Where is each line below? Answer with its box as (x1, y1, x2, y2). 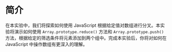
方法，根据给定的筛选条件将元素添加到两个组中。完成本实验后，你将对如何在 (5, 35, 167, 41)
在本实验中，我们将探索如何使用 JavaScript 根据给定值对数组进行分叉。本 (5, 22, 161, 28)
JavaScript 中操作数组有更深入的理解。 (5, 41, 88, 47)
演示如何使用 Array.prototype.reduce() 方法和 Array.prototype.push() (14, 28, 164, 34)
